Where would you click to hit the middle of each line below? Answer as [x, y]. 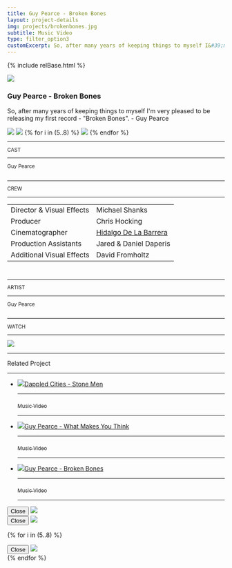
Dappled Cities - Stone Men [64, 384]
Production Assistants [46, 244]
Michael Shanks [122, 210]
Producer [26, 221]
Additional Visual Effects [50, 255]
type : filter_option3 [38, 39]
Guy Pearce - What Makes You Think [77, 426]
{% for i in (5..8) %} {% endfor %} [76, 133]
